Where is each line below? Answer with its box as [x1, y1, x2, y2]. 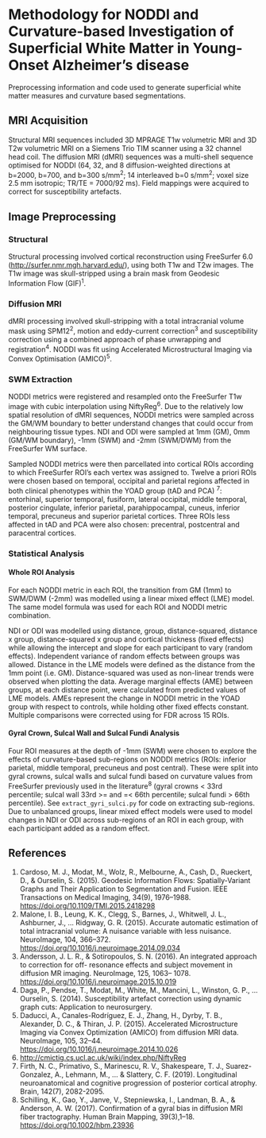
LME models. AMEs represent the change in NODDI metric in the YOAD [8, 693, 241, 703]
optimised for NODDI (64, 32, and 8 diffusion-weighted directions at [8, 160, 231, 170]
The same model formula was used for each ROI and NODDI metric [8, 602, 228, 611]
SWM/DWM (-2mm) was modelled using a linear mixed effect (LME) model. [8, 593, 255, 603]
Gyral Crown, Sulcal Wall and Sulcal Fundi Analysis [8, 728, 180, 738]
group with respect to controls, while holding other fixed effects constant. [8, 701, 249, 712]
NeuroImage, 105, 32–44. [19, 1036, 103, 1046]
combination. [8, 610, 52, 620]
